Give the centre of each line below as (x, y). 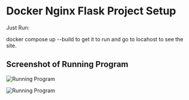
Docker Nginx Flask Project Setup (91, 11)
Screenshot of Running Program (67, 64)
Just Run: (18, 28)
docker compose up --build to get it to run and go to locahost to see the (95, 39)
